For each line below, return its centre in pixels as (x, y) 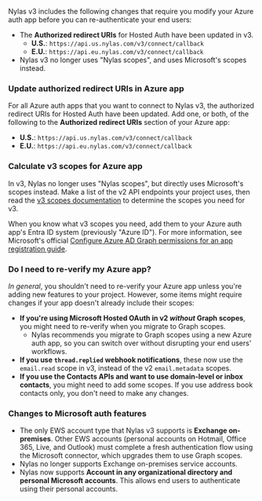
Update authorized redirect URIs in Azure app (96, 88)
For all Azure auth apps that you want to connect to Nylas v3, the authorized (131, 106)
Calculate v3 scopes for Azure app (75, 166)
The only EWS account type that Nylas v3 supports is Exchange (123, 430)
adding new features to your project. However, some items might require (125, 294)
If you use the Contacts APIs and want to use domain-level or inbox (131, 376)
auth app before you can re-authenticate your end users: (100, 20)
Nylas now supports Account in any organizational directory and (126, 472)
